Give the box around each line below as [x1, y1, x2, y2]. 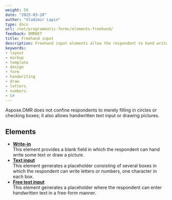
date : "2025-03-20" [5, 12, 47, 17]
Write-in [12, 141, 31, 147]
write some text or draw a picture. [12, 152, 84, 158]
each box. [12, 173, 34, 180]
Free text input [12, 179, 45, 185]
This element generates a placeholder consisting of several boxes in [12, 163, 157, 169]
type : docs [5, 21, 29, 27]
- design [5, 64, 24, 70]
